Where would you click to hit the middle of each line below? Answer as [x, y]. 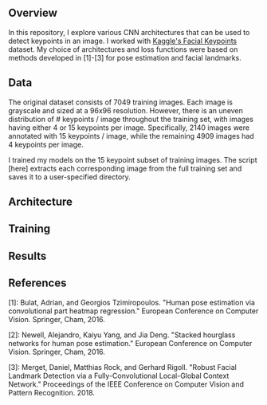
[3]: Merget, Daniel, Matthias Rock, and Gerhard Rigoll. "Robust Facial [122, 367]
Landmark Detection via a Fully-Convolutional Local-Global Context [119, 376]
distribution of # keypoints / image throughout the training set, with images [131, 119]
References [37, 283]
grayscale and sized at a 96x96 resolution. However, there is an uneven [126, 110]
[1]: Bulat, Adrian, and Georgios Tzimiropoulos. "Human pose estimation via [132, 302]
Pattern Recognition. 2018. [52, 392]
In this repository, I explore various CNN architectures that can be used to [129, 32]
